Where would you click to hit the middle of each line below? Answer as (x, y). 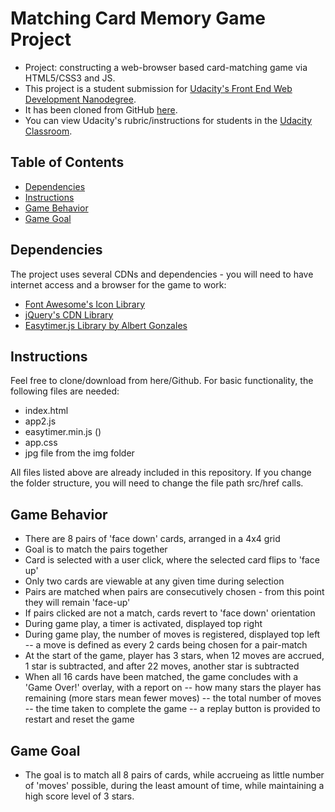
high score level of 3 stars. (79, 796)
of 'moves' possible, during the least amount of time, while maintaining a (174, 785)
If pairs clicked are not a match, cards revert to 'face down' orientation (170, 613)
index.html (46, 411)
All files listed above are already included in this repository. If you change (161, 473)
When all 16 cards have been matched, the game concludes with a (161, 677)
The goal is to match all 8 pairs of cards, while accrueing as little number (174, 775)
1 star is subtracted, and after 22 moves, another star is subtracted (162, 666)
